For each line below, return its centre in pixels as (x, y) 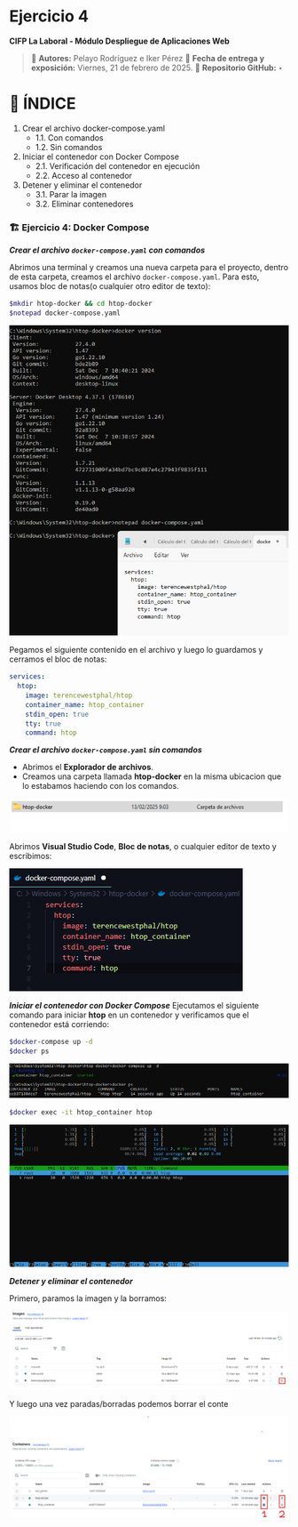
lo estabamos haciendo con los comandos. (100, 786)
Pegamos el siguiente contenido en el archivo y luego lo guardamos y (136, 650)
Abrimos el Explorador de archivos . (87, 768)
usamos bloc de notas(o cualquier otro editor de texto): (110, 286)
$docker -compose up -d (51, 1041)
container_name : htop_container (85, 704)
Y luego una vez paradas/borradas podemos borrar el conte (119, 1403)
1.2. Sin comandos (69, 147)
